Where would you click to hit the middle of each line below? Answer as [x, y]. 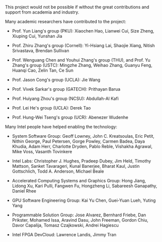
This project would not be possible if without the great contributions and [77, 7]
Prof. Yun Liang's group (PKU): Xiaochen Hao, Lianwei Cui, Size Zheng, [83, 31]
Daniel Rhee [24, 191]
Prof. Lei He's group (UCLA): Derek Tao [51, 108]
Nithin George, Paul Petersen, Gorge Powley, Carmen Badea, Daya [78, 141]
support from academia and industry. [42, 12]
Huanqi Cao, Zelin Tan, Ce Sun [43, 70]
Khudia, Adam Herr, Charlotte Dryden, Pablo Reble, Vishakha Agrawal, [82, 146]
